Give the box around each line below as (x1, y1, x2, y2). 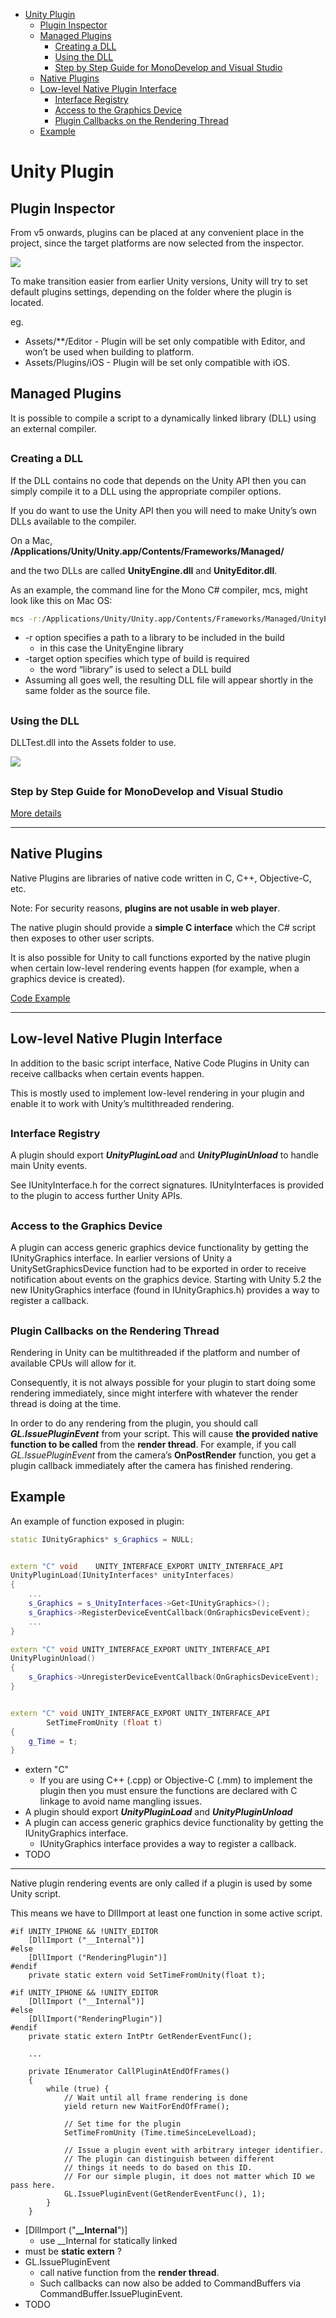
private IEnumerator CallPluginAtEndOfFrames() (28, 2067, 230, 2077)
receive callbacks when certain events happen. (10, 1067, 205, 1079)
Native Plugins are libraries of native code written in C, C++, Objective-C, (10, 872, 312, 884)
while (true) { (46, 2084, 110, 2094)
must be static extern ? (24, 2245, 122, 2258)
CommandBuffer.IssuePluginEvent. (39, 2288, 183, 2300)
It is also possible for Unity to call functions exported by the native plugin (10, 951, 312, 963)
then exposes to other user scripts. (10, 932, 155, 944)
